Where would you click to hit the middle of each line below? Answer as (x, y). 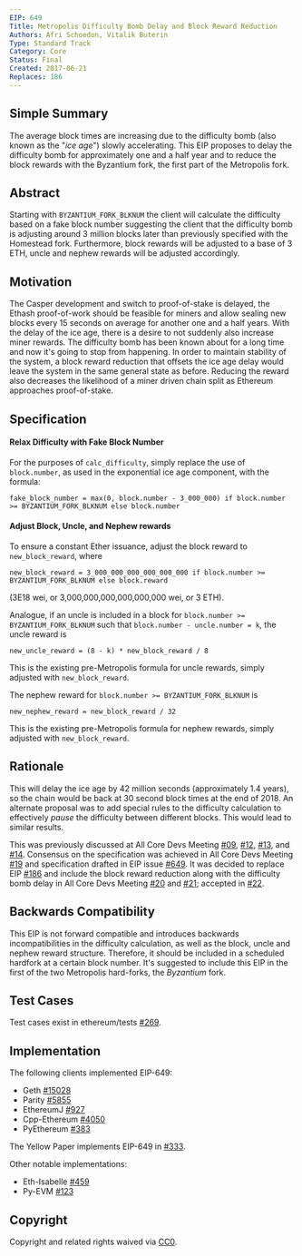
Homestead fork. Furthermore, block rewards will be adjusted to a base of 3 (151, 244)
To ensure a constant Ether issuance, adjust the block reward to (128, 546)
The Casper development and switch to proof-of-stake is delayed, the (140, 304)
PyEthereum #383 (56, 1129)
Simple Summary (59, 114)
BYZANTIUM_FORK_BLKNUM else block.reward (89, 580)
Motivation (41, 282)
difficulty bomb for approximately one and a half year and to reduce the (143, 154)
